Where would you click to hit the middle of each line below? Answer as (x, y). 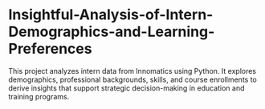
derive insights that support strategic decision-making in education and (126, 88)
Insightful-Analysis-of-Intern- (111, 15)
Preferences (50, 49)
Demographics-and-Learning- (112, 32)
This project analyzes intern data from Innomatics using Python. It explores (132, 71)
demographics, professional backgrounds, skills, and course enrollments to (132, 79)
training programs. (39, 96)
